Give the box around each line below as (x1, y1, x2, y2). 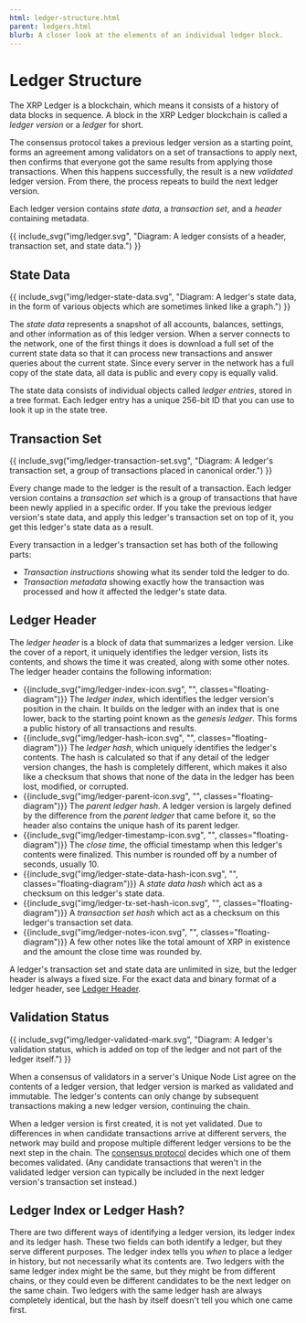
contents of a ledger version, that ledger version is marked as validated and (9, 1081, 294, 1092)
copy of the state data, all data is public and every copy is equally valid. (9, 368, 279, 379)
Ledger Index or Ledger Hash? (9, 1202, 185, 1218)
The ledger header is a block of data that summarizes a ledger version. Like (9, 636, 294, 647)
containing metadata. (9, 213, 90, 224)
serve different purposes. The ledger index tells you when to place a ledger (9, 1246, 293, 1257)
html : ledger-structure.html (9, 13, 121, 23)
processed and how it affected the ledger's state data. (22, 586, 227, 597)
